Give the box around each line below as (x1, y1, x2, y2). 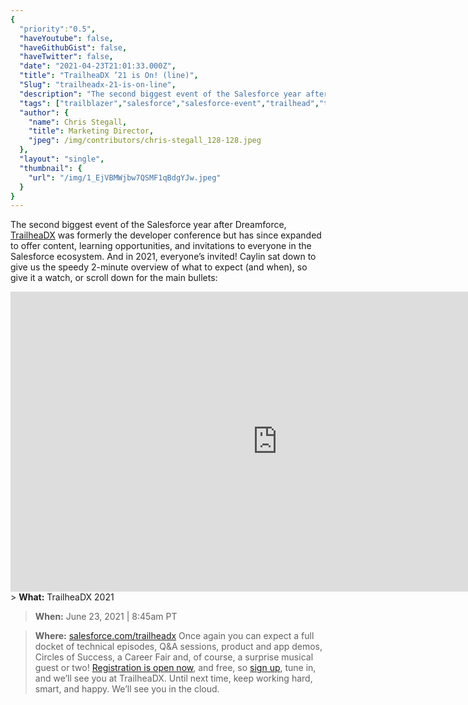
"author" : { (19, 107, 70, 118)
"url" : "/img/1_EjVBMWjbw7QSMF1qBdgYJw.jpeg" (28, 172, 222, 183)
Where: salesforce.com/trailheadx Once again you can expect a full (34, 630, 315, 642)
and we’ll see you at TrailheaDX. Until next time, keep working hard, (34, 672, 313, 685)
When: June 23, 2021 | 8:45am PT (34, 611, 178, 623)
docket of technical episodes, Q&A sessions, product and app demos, (34, 641, 323, 653)
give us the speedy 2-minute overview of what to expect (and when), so (10, 261, 308, 273)
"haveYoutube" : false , (19, 33, 114, 43)
